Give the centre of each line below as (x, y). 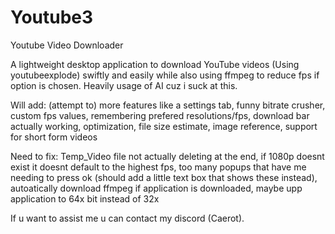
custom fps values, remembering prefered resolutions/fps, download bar (160, 115)
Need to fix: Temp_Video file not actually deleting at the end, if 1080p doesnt (167, 156)
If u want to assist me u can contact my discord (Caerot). (127, 218)
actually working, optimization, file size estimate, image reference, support (164, 126)
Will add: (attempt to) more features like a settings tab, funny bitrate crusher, (168, 105)
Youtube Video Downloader (67, 45)
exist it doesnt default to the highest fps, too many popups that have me (158, 167)
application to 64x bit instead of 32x (85, 198)
